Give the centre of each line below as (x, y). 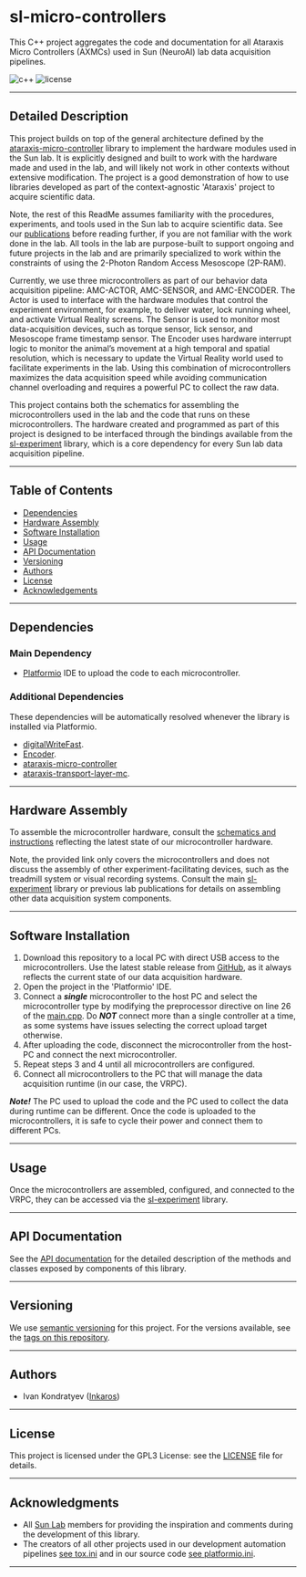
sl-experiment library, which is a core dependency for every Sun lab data (146, 444)
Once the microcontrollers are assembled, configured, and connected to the (152, 1189)
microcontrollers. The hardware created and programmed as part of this (144, 424)
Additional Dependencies (67, 697)
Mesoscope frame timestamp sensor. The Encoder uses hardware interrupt (151, 339)
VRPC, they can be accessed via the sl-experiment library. (119, 1199)
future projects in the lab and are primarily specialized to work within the (145, 253)
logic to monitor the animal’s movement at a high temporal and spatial (140, 348)
